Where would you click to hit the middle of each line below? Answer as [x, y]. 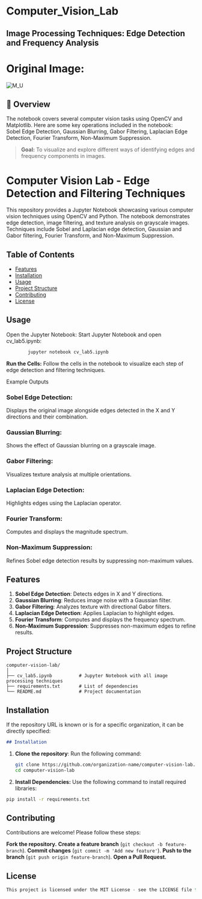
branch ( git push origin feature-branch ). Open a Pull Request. [87, 857]
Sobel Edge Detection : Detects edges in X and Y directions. [89, 594]
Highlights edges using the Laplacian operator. [64, 503]
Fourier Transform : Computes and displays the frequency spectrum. [100, 620]
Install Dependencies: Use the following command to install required [100, 781]
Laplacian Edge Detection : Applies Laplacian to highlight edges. [95, 613]
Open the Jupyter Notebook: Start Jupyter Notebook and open [84, 334]
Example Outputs [28, 382]
